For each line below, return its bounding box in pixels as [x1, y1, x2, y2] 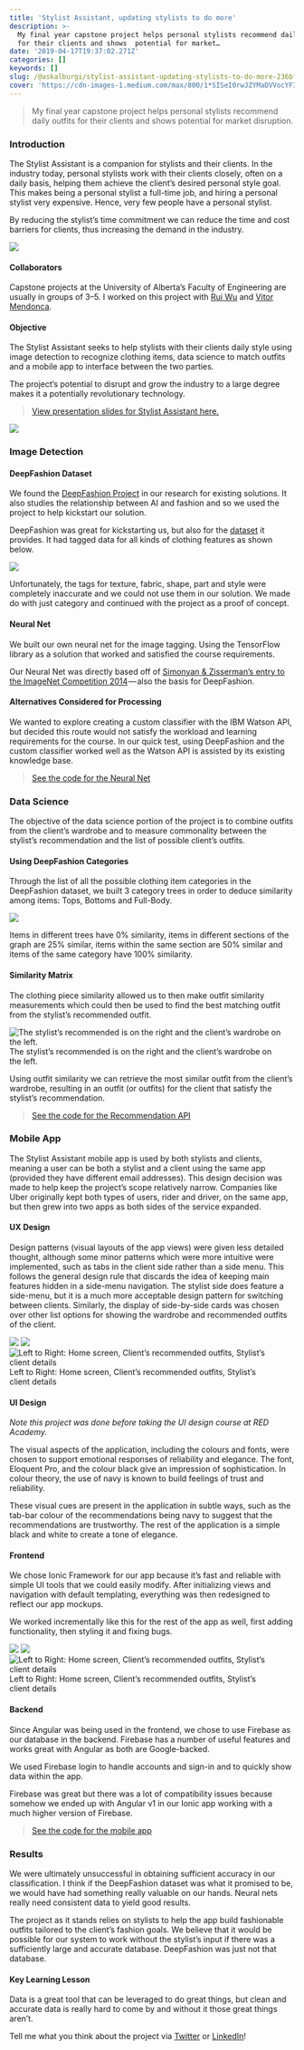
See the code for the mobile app [31, 1824, 152, 1835]
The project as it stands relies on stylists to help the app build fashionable [9, 1914, 284, 1925]
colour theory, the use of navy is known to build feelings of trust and [9, 1473, 264, 1484]
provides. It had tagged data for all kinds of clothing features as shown [9, 534, 273, 545]
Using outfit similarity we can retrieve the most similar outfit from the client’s [9, 1073, 293, 1083]
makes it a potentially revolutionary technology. [9, 389, 185, 399]
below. [9, 544, 34, 555]
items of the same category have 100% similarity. [9, 948, 193, 960]
